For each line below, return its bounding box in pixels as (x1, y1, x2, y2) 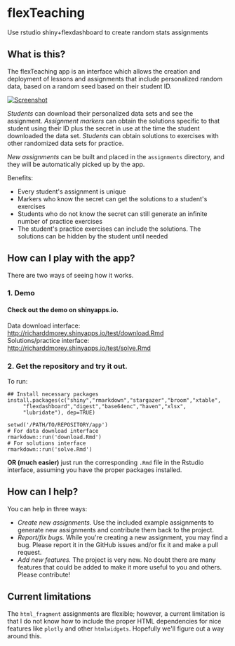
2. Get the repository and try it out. (7, 361, 128, 371)
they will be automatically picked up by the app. (7, 160, 145, 168)
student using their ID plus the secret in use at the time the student (7, 124, 200, 133)
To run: (7, 377, 28, 385)
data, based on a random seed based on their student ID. (7, 82, 172, 90)
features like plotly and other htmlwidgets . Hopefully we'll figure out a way (7, 624, 224, 633)
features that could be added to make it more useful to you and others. (17, 563, 222, 571)
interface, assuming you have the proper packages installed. (7, 465, 182, 474)
